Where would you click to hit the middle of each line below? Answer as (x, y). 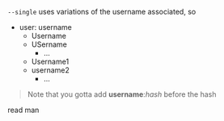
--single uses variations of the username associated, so (102, 12)
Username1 (50, 61)
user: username (45, 27)
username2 (51, 70)
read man (23, 110)
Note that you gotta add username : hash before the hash (122, 94)
